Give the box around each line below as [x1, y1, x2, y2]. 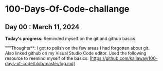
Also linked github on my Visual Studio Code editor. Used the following [5, 50, 146, 56]
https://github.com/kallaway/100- [91, 55, 158, 61]
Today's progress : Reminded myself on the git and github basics [5, 35, 135, 41]
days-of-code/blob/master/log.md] [5, 61, 75, 66]
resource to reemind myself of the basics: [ [5, 55, 91, 61]
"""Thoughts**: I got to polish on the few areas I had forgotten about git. [5, 45, 150, 51]
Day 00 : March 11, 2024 [5, 23, 80, 31]
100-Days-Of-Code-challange [5, 3, 130, 15]
